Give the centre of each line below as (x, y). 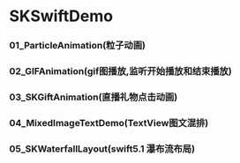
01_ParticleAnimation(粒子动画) (77, 46)
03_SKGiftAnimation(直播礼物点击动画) (94, 97)
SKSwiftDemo (61, 16)
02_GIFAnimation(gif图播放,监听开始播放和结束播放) (120, 71)
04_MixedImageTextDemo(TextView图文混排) (109, 122)
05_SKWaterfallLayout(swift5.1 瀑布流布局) (102, 149)
